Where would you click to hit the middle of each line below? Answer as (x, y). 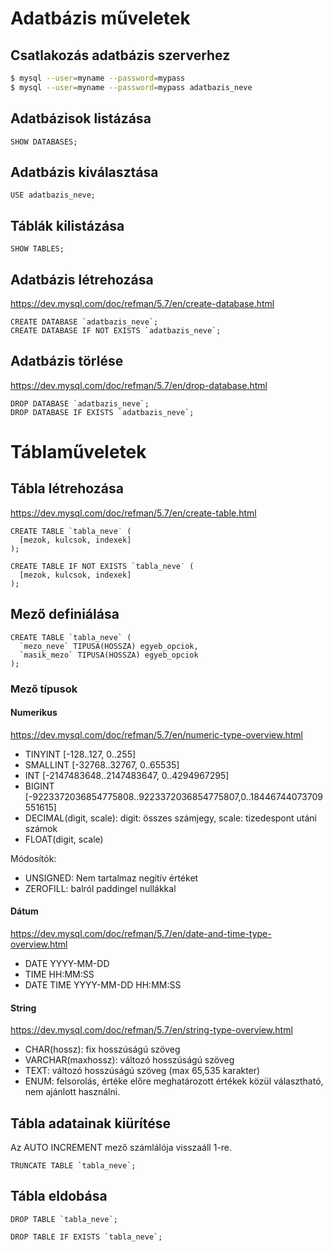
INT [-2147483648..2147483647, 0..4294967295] (127, 775)
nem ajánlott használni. (72, 1092)
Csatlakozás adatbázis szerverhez (120, 55)
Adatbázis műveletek (100, 18)
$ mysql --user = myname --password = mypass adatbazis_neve (131, 87)
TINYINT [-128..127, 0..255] (80, 754)
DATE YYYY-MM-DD (67, 963)
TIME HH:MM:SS (59, 974)
